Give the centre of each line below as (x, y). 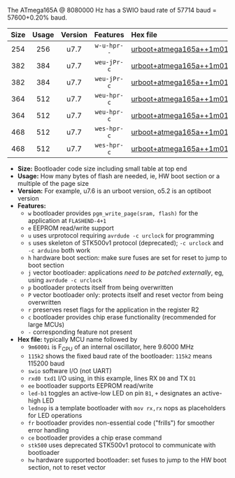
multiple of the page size (53, 183)
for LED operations (55, 415)
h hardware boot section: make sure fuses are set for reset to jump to (127, 258)
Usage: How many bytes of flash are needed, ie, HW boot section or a (119, 176)
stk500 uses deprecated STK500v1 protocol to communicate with (122, 445)
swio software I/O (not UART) (70, 370)
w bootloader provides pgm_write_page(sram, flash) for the (113, 213)
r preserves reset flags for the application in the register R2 (113, 310)
